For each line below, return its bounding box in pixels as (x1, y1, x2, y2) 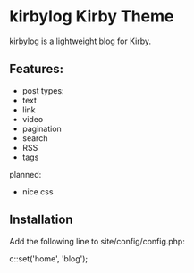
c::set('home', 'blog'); (9, 252, 89, 264)
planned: (9, 169, 42, 179)
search (21, 132, 48, 144)
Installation (9, 212, 73, 227)
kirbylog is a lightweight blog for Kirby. (9, 36, 152, 46)
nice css (21, 186, 54, 197)
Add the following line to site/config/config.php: (9, 236, 185, 246)
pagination (21, 123, 63, 134)
